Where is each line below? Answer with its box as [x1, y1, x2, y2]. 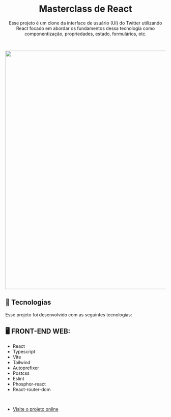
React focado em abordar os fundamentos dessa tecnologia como [16, 25, 155, 31]
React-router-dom [12, 386, 51, 392]
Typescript [12, 348, 36, 354]
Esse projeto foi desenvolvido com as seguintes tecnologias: [5, 311, 132, 318]
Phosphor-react [12, 381, 46, 387]
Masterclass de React [39, 3, 132, 15]
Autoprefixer [12, 365, 39, 371]
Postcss [12, 370, 30, 376]
